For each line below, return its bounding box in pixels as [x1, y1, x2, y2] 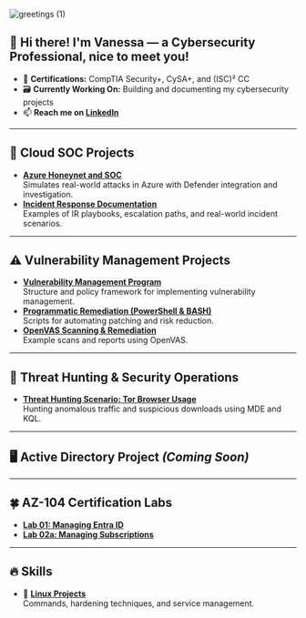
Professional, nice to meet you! [9, 49, 189, 65]
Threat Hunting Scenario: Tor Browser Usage [22, 394, 198, 405]
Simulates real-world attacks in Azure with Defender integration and [22, 178, 278, 190]
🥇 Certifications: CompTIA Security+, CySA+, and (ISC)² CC [22, 73, 250, 84]
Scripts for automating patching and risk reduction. [22, 315, 214, 327]
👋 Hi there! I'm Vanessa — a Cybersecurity [9, 35, 256, 50]
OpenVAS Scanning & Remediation [22, 325, 157, 336]
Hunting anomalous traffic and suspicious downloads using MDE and [22, 403, 282, 414]
